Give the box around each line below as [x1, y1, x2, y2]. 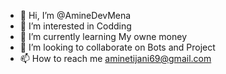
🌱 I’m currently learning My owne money [19, 31, 187, 42]
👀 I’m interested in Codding [19, 20, 132, 32]
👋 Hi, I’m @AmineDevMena [19, 10, 132, 21]
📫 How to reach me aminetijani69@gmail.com [19, 53, 212, 64]
